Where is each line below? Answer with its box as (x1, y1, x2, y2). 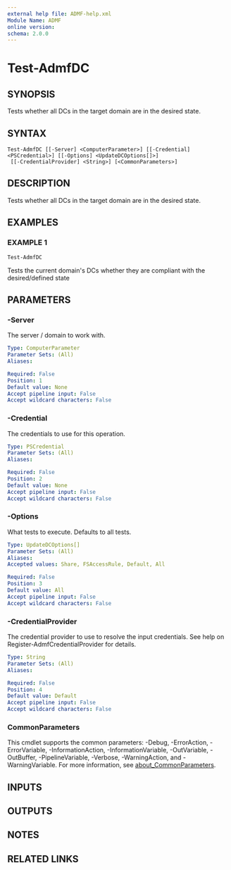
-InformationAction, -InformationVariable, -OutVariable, (49, 746, 209, 754)
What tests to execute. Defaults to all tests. (7, 528, 132, 536)
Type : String (7, 654, 46, 661)
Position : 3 (7, 580, 42, 588)
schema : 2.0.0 (7, 30, 49, 37)
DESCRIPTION (7, 178, 70, 189)
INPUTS (7, 781, 42, 793)
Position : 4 (7, 686, 42, 693)
